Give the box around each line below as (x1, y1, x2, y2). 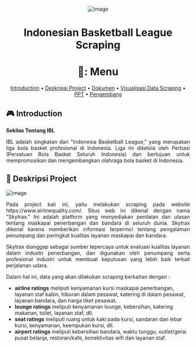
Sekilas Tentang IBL (6, 126, 55, 134)
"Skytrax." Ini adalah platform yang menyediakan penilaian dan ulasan (6, 213, 190, 220)
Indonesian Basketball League (23, 26, 173, 39)
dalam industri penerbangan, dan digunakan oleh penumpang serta (6, 249, 190, 256)
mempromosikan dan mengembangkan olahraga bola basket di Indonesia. (6, 157, 184, 164)
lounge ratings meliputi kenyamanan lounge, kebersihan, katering (14, 303, 173, 310)
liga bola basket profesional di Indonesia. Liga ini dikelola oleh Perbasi (6, 144, 190, 152)
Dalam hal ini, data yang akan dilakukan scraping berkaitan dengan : (6, 273, 170, 280)
